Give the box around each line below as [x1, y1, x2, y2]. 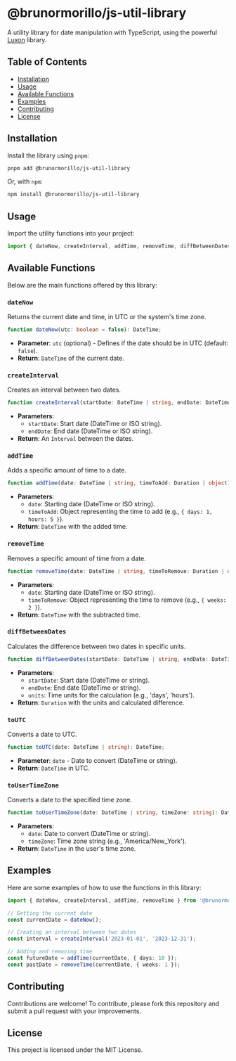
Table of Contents [7, 56, 88, 68]
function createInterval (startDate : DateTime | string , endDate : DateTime [7, 399, 231, 406]
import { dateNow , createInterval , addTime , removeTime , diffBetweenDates [7, 243, 231, 250]
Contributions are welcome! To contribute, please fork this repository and [7, 999, 220, 1008]
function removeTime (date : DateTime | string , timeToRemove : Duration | [7, 567, 225, 574]
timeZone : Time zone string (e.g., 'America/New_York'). [27, 837, 187, 845]
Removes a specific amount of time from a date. [7, 554, 146, 562]
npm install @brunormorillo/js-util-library [7, 191, 140, 198]
